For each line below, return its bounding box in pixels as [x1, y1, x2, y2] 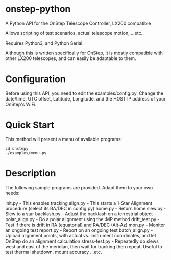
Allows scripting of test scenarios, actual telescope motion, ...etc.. [5, 30, 144, 36]
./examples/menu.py [5, 150, 47, 155]
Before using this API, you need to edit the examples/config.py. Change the [5, 90, 163, 96]
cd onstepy [5, 146, 29, 151]
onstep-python [5, 3, 71, 15]
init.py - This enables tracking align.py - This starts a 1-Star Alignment [5, 199, 152, 206]
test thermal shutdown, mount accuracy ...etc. [5, 249, 102, 255]
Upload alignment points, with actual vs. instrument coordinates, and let [5, 232, 157, 238]
